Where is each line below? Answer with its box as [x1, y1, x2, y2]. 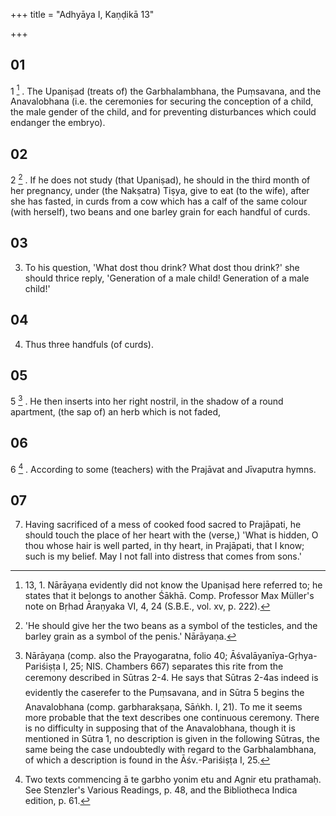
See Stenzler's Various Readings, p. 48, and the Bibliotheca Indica [24, 784, 298, 796]
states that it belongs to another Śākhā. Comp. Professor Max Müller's [24, 590, 315, 602]
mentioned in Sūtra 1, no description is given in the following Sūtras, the [24, 733, 320, 745]
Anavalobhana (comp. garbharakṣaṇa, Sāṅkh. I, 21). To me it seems [24, 701, 303, 713]
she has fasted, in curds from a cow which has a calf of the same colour [10, 195, 308, 207]
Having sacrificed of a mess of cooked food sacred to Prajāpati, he [24, 519, 302, 531]
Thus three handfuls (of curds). [24, 338, 154, 350]
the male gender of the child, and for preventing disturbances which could [10, 106, 317, 118]
